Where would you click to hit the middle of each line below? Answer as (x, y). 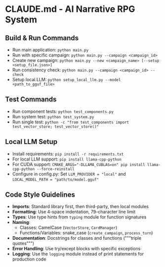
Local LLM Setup (31, 142)
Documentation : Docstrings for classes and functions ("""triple (77, 238)
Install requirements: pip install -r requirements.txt (68, 154)
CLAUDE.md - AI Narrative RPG (70, 9)
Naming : (21, 222)
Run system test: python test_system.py (53, 116)
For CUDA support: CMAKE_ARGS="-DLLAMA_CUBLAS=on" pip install (79, 164)
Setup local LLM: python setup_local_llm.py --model (66, 80)
